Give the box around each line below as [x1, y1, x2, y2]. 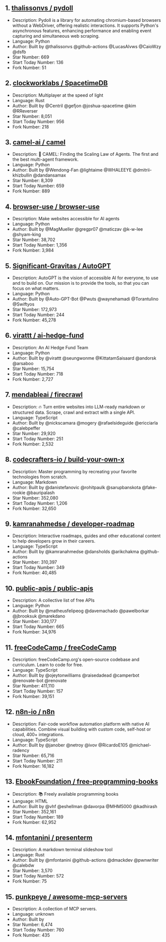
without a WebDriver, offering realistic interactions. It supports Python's [12, 22, 159, 28]
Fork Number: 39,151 [12, 693, 55, 699]
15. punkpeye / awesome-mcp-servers [5, 892, 127, 901]
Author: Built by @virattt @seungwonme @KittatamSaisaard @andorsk [12, 355, 157, 361]
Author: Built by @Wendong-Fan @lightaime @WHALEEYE [12, 167, 132, 173]
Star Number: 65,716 [12, 753, 55, 758]
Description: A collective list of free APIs [12, 597, 95, 603]
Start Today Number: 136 [12, 59, 63, 65]
